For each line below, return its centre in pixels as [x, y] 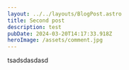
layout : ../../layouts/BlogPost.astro [64, 14]
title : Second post [36, 21]
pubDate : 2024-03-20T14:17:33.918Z [60, 34]
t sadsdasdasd [28, 60]
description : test [34, 27]
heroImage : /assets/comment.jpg [55, 40]
